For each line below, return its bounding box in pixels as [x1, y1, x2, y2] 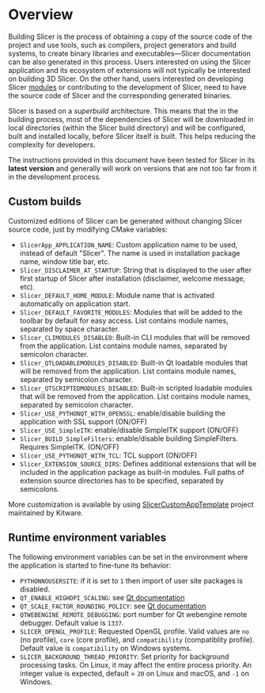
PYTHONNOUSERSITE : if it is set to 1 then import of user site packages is [19, 576, 244, 585]
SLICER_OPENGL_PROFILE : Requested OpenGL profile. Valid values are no [19, 626, 249, 636]
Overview [8, 6, 74, 24]
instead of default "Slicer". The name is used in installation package [19, 248, 240, 258]
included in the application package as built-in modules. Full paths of [19, 467, 244, 477]
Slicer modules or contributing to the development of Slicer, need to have [8, 82, 247, 92]
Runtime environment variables [8, 531, 167, 545]
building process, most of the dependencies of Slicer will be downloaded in [8, 114, 254, 124]
